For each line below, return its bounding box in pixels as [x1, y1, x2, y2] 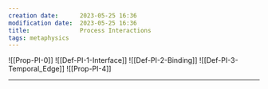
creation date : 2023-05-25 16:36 [8, 11, 137, 20]
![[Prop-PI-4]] [66, 64, 112, 74]
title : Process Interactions [8, 26, 152, 34]
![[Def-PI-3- [199, 56, 238, 65]
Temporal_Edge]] [8, 64, 65, 74]
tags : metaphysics [8, 33, 69, 42]
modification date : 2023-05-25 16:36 [8, 19, 137, 27]
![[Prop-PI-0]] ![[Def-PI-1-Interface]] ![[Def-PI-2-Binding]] [8, 56, 198, 65]
